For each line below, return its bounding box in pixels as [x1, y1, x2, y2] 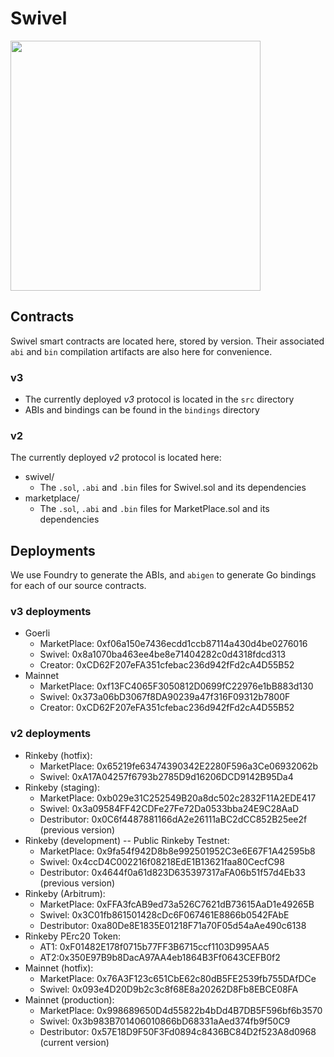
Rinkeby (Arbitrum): [24, 887, 106, 899]
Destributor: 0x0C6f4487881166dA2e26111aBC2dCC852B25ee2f [39, 813, 308, 825]
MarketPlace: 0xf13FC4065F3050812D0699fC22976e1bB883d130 [39, 680, 314, 692]
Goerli [24, 627, 51, 639]
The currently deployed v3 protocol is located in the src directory [24, 393, 295, 406]
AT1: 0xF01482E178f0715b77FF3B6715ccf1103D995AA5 [39, 940, 270, 952]
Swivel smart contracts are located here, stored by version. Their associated [10, 335, 325, 347]
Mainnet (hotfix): [24, 962, 94, 974]
